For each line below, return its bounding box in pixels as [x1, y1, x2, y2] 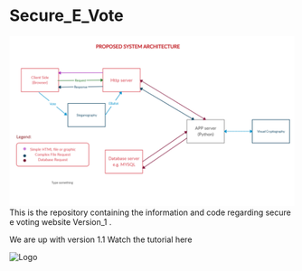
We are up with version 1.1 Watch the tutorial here [9, 234, 193, 245]
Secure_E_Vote [9, 5, 124, 26]
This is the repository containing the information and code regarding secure [9, 207, 291, 218]
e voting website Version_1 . [9, 217, 112, 228]
